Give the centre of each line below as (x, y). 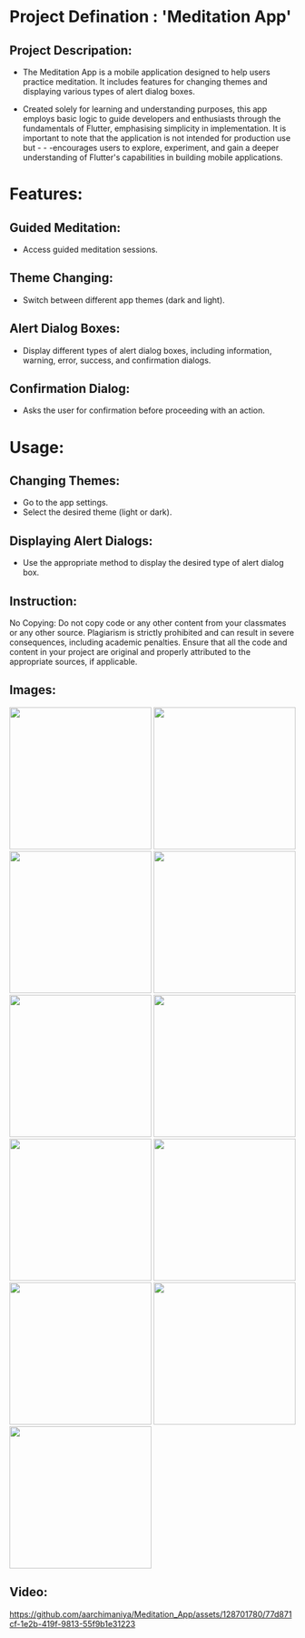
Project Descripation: (71, 50)
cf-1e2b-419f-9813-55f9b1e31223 (73, 1623)
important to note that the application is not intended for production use (157, 138)
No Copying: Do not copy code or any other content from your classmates (148, 623)
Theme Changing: (61, 278)
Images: (33, 690)
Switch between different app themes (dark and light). (123, 300)
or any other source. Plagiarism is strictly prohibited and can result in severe (152, 633)
